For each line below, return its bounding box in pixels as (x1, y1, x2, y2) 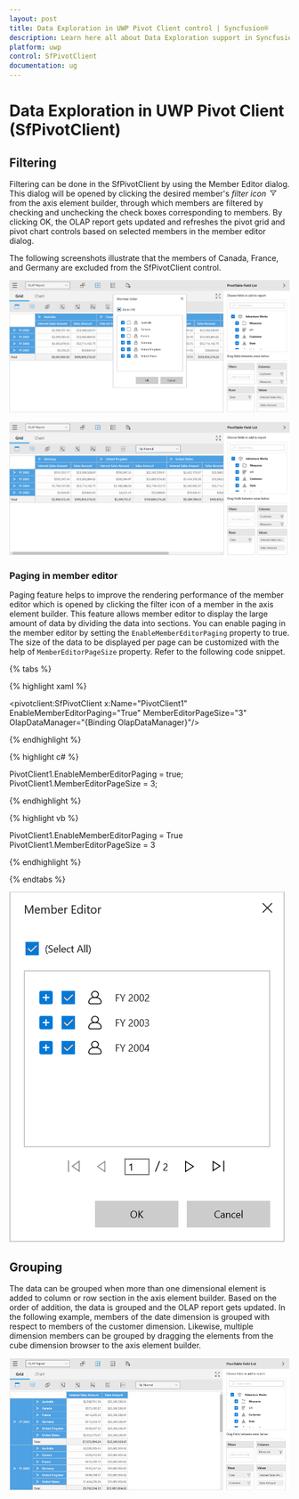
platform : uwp (9, 43, 62, 52)
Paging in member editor (9, 569, 118, 582)
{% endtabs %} (9, 874, 66, 885)
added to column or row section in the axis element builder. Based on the (9, 1292, 278, 1303)
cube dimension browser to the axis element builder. (9, 1340, 202, 1350)
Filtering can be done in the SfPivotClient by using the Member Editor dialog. (9, 179, 290, 189)
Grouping (9, 1259, 63, 1275)
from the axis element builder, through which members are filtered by (9, 198, 264, 208)
